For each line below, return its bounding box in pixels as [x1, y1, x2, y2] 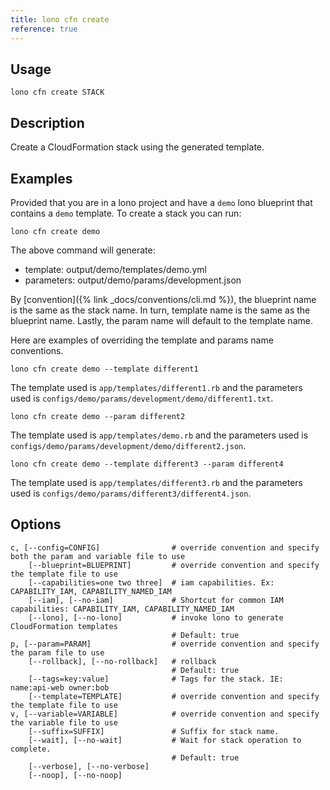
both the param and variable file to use [10, 551, 186, 561]
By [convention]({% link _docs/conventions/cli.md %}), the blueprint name [10, 293, 317, 305]
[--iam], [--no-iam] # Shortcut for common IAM [28, 595, 284, 605]
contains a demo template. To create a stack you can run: [10, 207, 242, 219]
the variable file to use [10, 717, 118, 728]
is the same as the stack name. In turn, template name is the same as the [10, 304, 311, 316]
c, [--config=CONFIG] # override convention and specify [10, 542, 320, 553]
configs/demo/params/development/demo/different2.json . [10, 439, 247, 451]
